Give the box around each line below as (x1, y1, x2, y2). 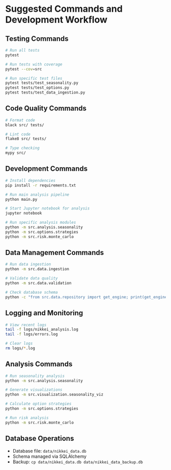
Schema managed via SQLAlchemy (12, 453, 87, 459)
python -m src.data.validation (5, 280, 72, 286)
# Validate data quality (5, 276, 58, 281)
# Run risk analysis (5, 415, 49, 420)
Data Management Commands (5, 248, 104, 257)
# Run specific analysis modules (5, 220, 76, 225)
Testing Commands (5, 34, 69, 43)
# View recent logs (5, 322, 47, 327)
